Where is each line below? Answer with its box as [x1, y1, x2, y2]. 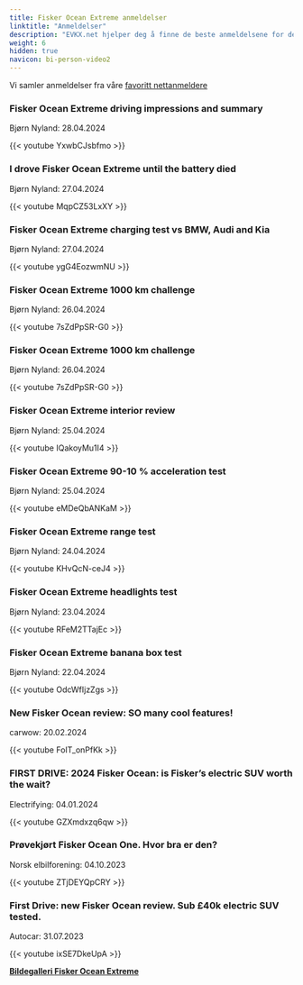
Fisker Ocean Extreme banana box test [9, 646, 182, 659]
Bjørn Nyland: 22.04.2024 [9, 666, 106, 677]
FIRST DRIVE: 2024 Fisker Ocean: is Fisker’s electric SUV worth [9, 767, 293, 780]
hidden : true [9, 47, 59, 56]
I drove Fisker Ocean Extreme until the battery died [9, 163, 237, 176]
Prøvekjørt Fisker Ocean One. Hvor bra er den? [9, 839, 218, 852]
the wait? [9, 779, 51, 791]
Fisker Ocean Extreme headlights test [9, 586, 178, 598]
